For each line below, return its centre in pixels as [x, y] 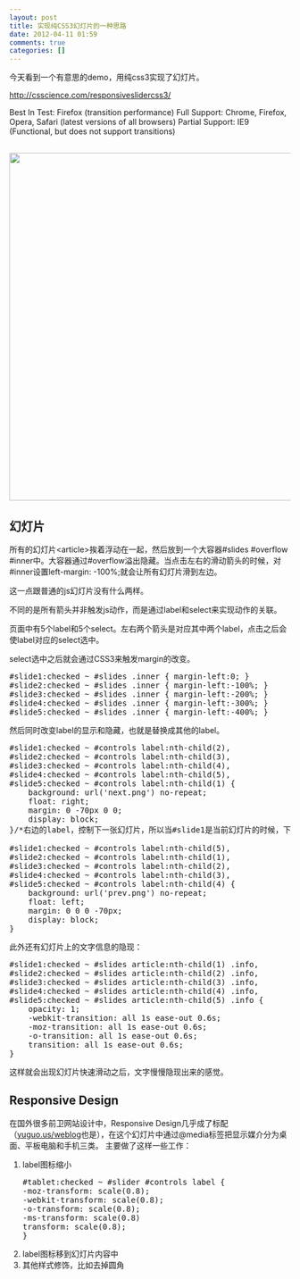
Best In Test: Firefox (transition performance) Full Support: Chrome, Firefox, [148, 113]
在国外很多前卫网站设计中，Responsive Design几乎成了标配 [119, 1123]
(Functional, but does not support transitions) [92, 131]
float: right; [59, 801]
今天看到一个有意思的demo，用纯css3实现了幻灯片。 [107, 78]
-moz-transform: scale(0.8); [86, 1191]
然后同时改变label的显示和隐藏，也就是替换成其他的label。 [117, 730]
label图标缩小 [47, 1164]
